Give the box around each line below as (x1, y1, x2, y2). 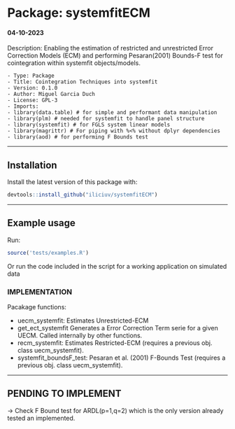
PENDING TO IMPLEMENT (7, 388, 122, 400)
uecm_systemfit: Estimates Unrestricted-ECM (17, 316, 149, 325)
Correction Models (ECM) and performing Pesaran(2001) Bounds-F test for (7, 51, 224, 60)
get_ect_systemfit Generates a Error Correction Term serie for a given (17, 324, 218, 332)
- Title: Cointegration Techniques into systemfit (7, 78, 158, 85)
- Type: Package (7, 72, 55, 80)
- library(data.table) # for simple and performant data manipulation (7, 109, 218, 116)
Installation (7, 159, 57, 171)
